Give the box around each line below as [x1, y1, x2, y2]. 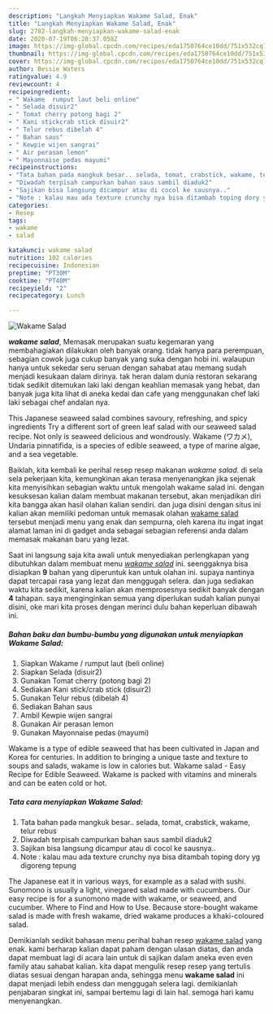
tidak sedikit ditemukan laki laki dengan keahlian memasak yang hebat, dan [8, 380, 260, 390]
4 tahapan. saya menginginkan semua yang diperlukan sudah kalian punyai [8, 594, 261, 604]
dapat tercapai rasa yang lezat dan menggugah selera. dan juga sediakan [8, 576, 254, 586]
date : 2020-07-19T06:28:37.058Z [8, 34, 118, 43]
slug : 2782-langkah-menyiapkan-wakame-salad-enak [8, 27, 180, 35]
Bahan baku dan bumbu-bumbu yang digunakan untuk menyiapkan [8, 629, 244, 639]
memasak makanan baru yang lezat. [8, 534, 130, 544]
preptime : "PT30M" [8, 269, 71, 277]
